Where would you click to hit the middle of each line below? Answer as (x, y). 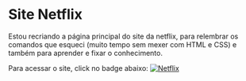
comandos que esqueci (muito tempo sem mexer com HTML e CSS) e (123, 44)
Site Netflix (46, 15)
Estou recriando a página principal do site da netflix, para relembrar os (123, 36)
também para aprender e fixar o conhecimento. (85, 53)
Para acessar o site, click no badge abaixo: (78, 68)
